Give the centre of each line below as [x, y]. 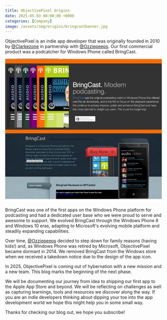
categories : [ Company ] [29, 21]
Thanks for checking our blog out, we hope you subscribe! [65, 312]
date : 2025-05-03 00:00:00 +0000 [40, 16]
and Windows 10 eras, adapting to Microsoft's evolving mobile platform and [83, 226]
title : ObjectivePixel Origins [38, 10]
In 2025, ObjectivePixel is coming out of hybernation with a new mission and [83, 266]
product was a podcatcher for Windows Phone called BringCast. [71, 52]
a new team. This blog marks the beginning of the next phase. [69, 272]
